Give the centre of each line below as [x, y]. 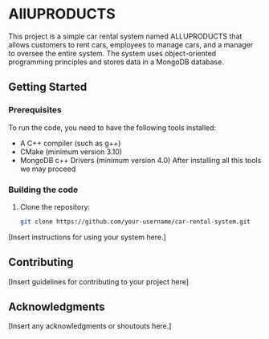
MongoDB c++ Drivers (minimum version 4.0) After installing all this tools [141, 160]
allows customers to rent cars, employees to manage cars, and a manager [131, 44]
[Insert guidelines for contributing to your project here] [99, 281]
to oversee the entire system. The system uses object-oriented [112, 53]
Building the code [43, 190]
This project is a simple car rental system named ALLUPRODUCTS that [125, 36]
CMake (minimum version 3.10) [71, 151]
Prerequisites [35, 110]
